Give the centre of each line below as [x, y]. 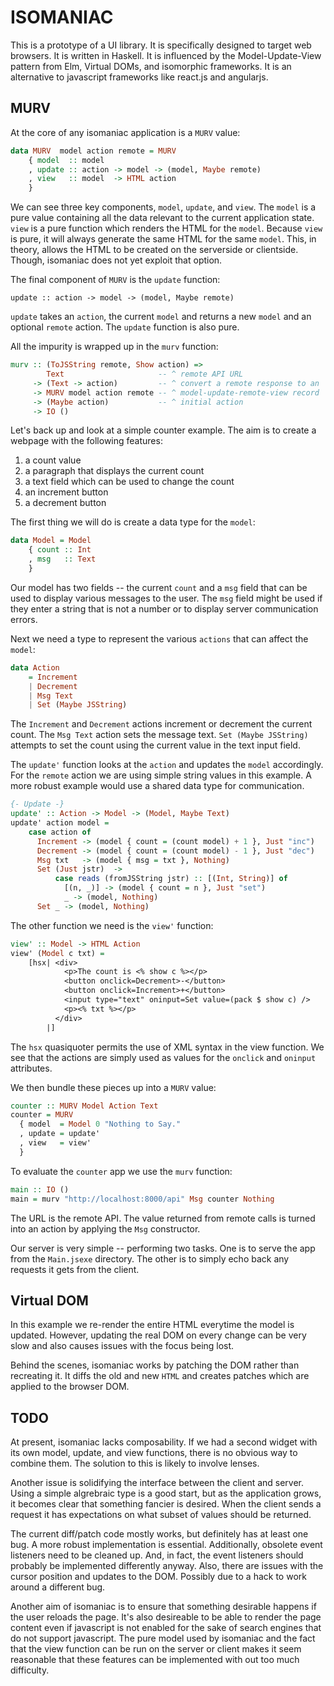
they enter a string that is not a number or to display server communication [164, 608]
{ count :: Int [60, 550]
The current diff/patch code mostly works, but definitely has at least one [159, 1534]
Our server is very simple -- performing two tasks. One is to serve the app [163, 1248]
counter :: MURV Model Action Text [84, 1106]
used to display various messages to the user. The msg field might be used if [166, 598]
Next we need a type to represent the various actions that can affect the [159, 638]
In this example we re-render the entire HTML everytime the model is [152, 1325]
